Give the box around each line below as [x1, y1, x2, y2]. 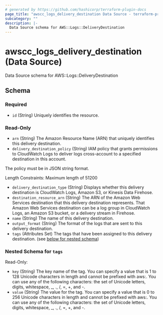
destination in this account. [12, 156, 66, 162]
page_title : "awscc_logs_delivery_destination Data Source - [5, 12, 131, 17]
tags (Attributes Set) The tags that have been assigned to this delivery [12, 231, 152, 237]
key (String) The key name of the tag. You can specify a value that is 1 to [12, 268, 157, 275]
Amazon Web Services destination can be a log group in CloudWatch [12, 205, 150, 211]
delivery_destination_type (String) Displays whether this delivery [12, 184, 145, 190]
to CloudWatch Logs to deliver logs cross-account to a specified [12, 151, 141, 157]
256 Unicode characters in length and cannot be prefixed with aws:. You [12, 295, 157, 300]
